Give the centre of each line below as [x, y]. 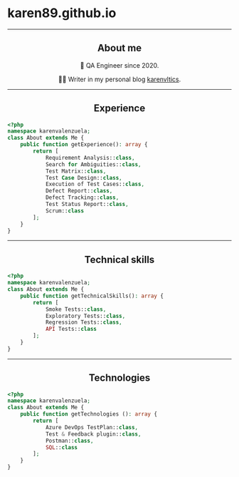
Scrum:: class [64, 211]
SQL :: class [62, 447]
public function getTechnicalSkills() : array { [92, 296]
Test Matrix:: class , [76, 171]
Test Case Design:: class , [84, 178]
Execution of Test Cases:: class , [95, 184]
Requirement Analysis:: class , [90, 158]
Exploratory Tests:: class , [85, 316]
